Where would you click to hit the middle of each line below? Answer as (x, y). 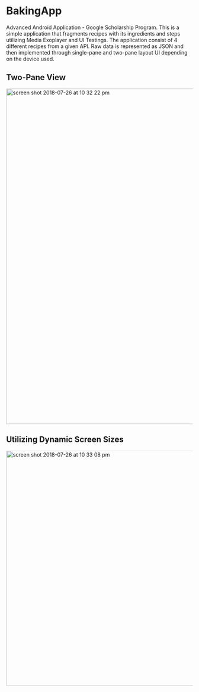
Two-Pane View (36, 77)
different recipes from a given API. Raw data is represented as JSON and (95, 46)
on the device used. (30, 59)
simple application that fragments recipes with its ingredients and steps (93, 33)
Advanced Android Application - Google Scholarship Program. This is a (93, 27)
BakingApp (34, 11)
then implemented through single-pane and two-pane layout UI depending (97, 52)
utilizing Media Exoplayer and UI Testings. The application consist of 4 (92, 40)
